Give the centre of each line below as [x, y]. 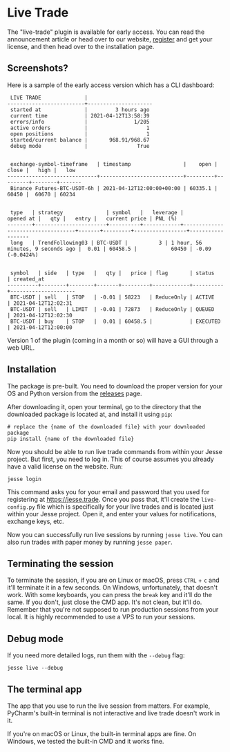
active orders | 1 [80, 128]
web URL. [21, 348]
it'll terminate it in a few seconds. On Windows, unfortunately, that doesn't [113, 587]
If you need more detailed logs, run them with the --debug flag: [96, 655]
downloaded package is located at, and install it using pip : [90, 414]
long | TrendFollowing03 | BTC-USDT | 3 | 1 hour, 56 [106, 243]
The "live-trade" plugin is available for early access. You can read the [106, 32]
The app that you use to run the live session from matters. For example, [109, 706]
